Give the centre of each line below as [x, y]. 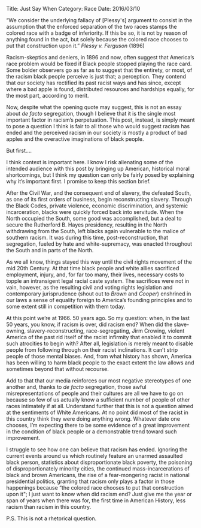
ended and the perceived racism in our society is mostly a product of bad [97, 132]
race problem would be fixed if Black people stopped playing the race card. [99, 64]
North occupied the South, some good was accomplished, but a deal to [94, 218]
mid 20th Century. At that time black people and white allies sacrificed [93, 268]
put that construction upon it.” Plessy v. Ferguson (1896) [75, 46]
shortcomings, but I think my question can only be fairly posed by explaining [100, 175]
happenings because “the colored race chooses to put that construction [95, 488]
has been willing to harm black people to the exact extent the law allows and [100, 363]
